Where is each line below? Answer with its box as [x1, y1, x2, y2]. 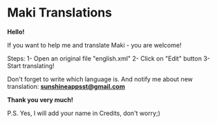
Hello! [7, 28, 25, 36]
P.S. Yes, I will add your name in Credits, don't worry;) [7, 109, 161, 117]
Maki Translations [7, 5, 113, 21]
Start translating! [7, 61, 55, 70]
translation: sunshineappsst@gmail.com [7, 82, 126, 90]
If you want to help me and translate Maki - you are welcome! [7, 41, 182, 49]
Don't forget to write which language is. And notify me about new [7, 74, 194, 83]
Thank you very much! [7, 95, 74, 104]
